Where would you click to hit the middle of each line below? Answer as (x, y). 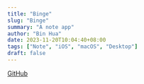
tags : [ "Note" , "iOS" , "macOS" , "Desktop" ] (73, 47)
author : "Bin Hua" (34, 34)
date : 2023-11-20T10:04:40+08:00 (57, 40)
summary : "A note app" (41, 27)
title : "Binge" (30, 14)
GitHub (18, 73)
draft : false (27, 54)
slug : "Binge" (28, 20)
